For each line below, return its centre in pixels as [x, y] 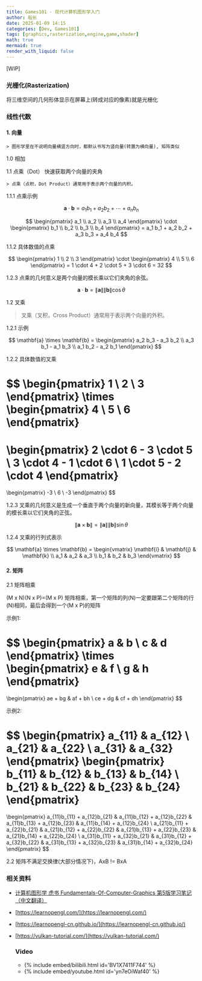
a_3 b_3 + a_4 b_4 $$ [101, 234]
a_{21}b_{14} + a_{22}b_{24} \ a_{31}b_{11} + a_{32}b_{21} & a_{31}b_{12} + [99, 836]
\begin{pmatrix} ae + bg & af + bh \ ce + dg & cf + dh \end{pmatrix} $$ [94, 698]
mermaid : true [24, 46]
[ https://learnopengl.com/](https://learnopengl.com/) [81, 913]
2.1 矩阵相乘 [21, 585]
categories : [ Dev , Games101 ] [43, 29]
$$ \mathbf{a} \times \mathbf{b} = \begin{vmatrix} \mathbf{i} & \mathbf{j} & [101, 550]
